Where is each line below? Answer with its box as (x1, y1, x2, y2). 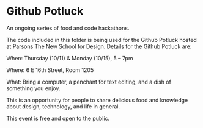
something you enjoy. (6, 84, 61, 92)
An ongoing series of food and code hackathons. (6, 24, 130, 32)
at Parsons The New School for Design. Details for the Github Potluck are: (6, 43, 192, 50)
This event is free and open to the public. (6, 115, 110, 122)
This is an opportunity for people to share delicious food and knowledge (6, 96, 188, 104)
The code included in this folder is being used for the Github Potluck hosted (6, 36, 197, 43)
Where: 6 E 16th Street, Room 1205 (6, 66, 94, 74)
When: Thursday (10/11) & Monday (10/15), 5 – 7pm (6, 54, 133, 62)
